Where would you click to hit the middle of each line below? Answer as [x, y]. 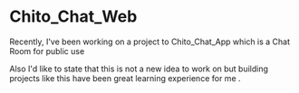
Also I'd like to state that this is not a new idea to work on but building [139, 69]
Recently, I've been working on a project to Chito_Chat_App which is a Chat [150, 42]
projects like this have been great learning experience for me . [125, 78]
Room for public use [47, 51]
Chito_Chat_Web [73, 17]
